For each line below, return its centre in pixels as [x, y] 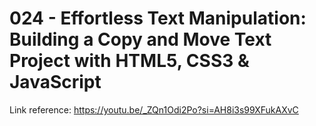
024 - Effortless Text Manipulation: [158, 18]
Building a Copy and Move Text [140, 39]
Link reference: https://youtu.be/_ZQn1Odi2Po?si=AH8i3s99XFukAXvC [154, 109]
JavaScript [55, 82]
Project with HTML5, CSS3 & [129, 61]
